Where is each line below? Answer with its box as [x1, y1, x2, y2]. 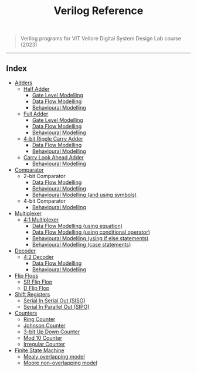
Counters [14, 309, 38, 316]
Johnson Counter [23, 322, 66, 329]
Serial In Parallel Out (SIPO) [23, 303, 90, 310]
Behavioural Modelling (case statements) [32, 241, 131, 248]
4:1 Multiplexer [23, 216, 59, 223]
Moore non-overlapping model [23, 359, 98, 366]
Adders [14, 79, 33, 86]
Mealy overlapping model [23, 353, 85, 360]
